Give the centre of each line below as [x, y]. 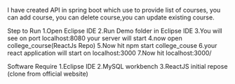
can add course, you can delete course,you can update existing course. [111, 17]
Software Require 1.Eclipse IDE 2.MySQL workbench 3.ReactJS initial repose [117, 66]
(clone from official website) [48, 74]
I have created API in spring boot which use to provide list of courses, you [114, 10]
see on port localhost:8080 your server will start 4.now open [95, 38]
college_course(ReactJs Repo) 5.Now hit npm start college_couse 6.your [112, 45]
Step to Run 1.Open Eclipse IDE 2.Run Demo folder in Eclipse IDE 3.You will [115, 31]
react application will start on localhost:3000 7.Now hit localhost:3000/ [109, 53]
